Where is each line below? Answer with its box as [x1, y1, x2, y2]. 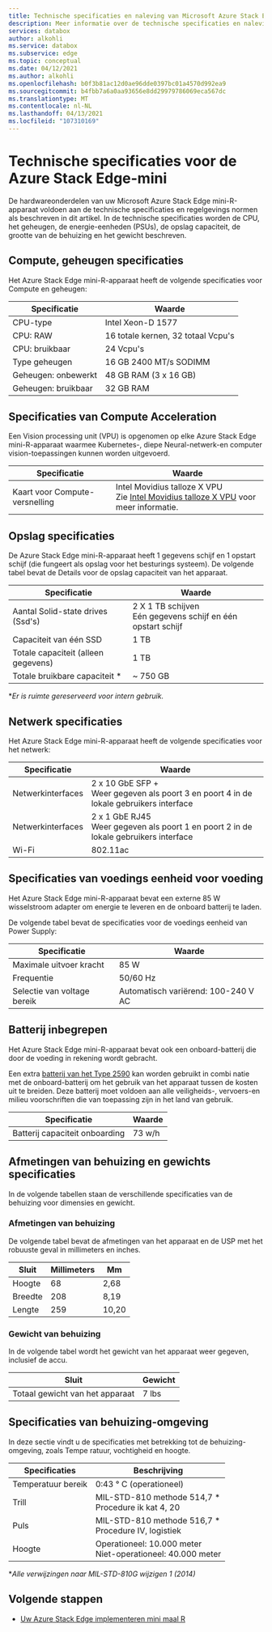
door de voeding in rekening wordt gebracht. [8, 1053, 158, 1062]
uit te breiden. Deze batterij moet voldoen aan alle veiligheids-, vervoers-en [8, 1086, 261, 1096]
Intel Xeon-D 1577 [104, 316, 178, 328]
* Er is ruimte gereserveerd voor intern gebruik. [8, 691, 164, 701]
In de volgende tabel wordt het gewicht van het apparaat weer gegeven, [8, 1346, 249, 1356]
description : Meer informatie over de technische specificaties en [8, 19, 241, 28]
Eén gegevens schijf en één [132, 611, 238, 622]
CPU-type [12, 316, 53, 328]
